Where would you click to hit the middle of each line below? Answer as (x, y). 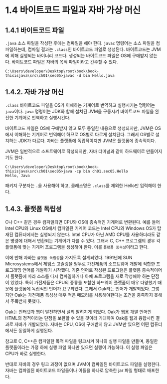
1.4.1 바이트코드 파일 (35, 30)
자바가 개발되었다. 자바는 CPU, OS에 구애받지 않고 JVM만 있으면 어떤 (82, 324)
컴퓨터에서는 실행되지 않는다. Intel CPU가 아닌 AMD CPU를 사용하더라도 (85, 234)
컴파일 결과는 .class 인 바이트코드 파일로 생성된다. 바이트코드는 (89, 49)
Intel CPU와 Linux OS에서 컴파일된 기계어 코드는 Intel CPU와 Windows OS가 (81, 228)
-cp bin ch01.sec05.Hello (101, 171)
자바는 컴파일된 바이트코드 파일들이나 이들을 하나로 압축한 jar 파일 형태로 (76, 370)
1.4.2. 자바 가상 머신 (34, 92)
